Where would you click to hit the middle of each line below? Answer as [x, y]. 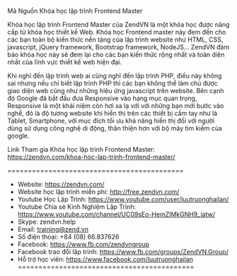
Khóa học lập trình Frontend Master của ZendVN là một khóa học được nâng [118, 24]
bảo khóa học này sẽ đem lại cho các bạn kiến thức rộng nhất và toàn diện [116, 54]
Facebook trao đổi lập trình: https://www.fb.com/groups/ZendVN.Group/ [123, 252]
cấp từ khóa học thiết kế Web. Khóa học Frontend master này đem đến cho [117, 32]
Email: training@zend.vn [53, 229]
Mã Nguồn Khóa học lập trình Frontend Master [75, 11]
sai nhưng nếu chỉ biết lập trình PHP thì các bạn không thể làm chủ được [112, 83]
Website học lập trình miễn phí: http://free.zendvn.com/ [98, 192]
